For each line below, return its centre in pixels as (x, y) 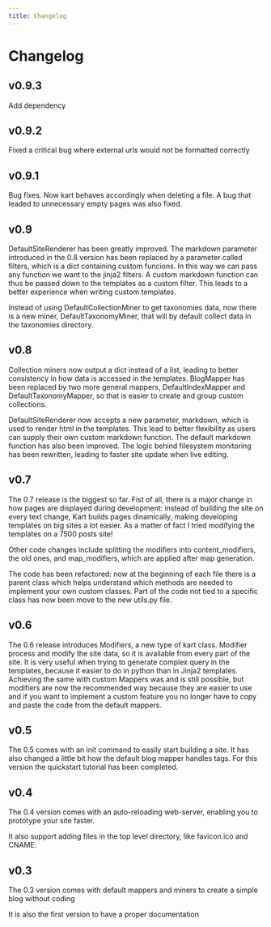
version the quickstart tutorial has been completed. (93, 767)
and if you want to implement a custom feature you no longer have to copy (133, 696)
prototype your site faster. (52, 821)
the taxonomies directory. (51, 325)
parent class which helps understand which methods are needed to (121, 582)
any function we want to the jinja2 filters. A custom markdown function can (133, 275)
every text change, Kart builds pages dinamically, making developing (123, 516)
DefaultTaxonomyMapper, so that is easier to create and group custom (126, 395)
